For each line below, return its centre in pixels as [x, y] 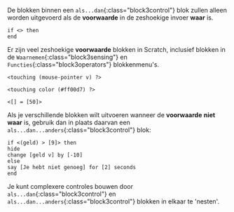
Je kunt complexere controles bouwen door [70, 186]
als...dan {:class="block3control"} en [62, 194]
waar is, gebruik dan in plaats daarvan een [69, 122]
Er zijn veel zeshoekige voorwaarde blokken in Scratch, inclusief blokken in [117, 49]
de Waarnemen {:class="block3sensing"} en [67, 57]
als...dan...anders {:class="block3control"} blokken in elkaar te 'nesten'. [113, 201]
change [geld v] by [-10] [45, 155]
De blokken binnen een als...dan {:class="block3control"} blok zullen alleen [117, 10]
